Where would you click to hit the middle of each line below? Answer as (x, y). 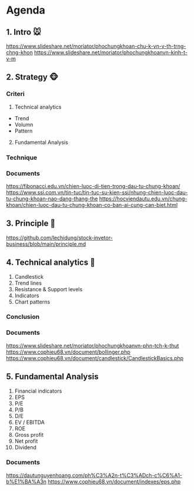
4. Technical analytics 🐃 (51, 263)
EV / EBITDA (30, 422)
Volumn (24, 124)
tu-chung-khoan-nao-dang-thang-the (52, 199)
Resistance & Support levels (48, 289)
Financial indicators (38, 391)
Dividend (26, 447)
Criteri (16, 94)
